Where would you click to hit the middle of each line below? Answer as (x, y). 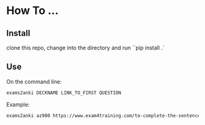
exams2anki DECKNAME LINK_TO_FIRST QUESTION (64, 93)
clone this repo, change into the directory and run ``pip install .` (85, 48)
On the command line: (34, 81)
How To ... (33, 11)
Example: (18, 104)
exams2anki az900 (28, 116)
